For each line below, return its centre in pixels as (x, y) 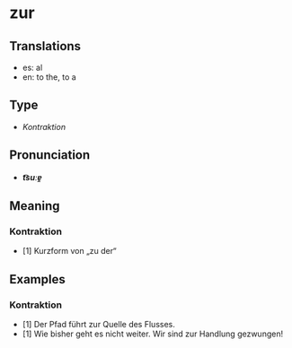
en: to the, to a (49, 77)
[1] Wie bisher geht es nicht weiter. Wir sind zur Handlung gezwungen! (153, 334)
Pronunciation (50, 155)
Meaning (35, 206)
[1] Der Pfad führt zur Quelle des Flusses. (98, 324)
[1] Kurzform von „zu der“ (69, 251)
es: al (32, 67)
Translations (45, 46)
